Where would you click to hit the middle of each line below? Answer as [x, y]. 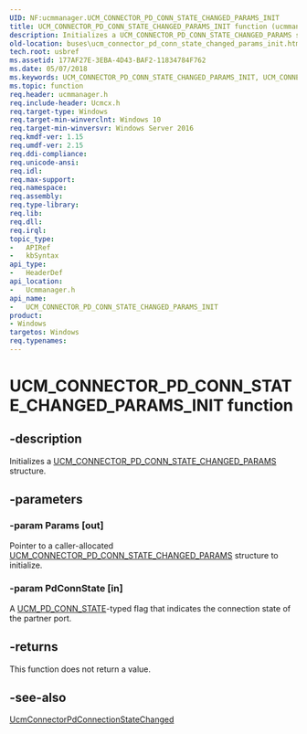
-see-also [38, 698]
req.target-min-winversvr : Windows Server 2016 [102, 129]
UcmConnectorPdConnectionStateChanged [92, 719]
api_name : [28, 298]
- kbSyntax [34, 256]
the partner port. [41, 618]
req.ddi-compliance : [49, 154]
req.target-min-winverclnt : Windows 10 [85, 120]
